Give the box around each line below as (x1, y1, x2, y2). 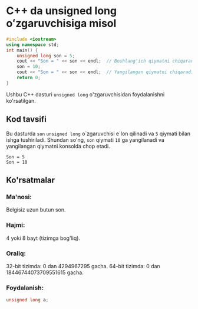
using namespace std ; (6, 41, 60, 48)
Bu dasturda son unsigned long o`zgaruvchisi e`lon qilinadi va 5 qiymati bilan (6, 130, 190, 137)
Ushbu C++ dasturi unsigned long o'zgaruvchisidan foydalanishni (6, 90, 165, 98)
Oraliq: (6, 249, 27, 258)
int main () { (6, 47, 38, 53)
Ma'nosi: (6, 193, 32, 201)
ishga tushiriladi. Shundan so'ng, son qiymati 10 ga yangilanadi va (6, 136, 165, 143)
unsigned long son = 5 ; (16, 53, 75, 58)
